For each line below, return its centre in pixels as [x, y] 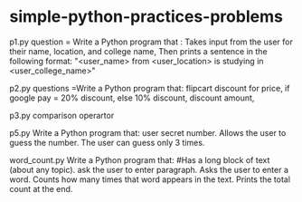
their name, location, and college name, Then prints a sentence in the [139, 51]
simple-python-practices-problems [146, 17]
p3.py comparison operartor [62, 115]
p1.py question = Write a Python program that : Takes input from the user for [151, 42]
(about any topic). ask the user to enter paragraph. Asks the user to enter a [149, 169]
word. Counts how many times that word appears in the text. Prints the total [150, 179]
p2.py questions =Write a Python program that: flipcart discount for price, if [150, 88]
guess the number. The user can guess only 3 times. [107, 142]
